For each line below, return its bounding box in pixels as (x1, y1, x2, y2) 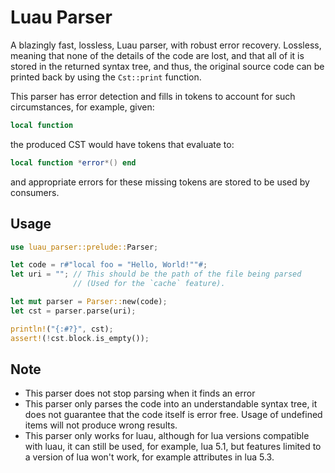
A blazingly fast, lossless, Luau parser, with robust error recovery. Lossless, (10, 39, 322, 51)
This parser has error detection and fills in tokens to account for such (10, 90, 296, 102)
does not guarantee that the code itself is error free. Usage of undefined (24, 409, 323, 421)
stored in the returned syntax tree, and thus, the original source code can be (10, 60, 325, 72)
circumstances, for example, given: (10, 101, 155, 113)
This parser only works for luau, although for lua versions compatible (24, 430, 310, 442)
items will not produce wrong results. (24, 419, 178, 431)
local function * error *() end (10, 157, 137, 168)
